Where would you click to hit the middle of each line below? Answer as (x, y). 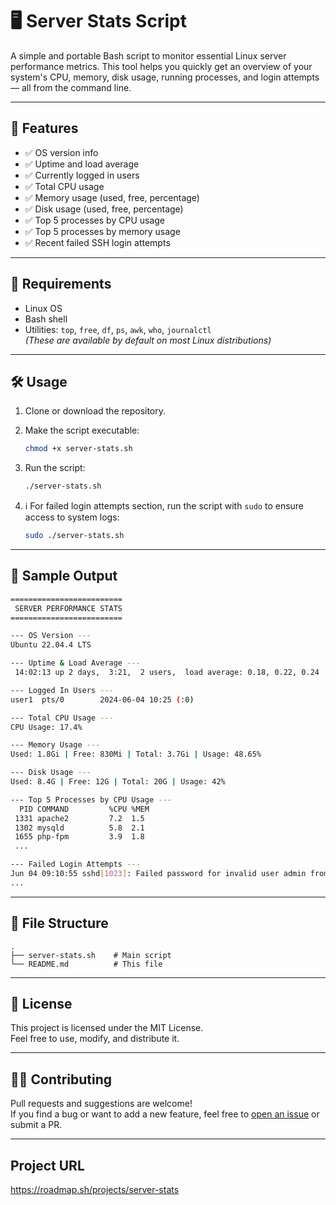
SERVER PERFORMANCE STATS (68, 608)
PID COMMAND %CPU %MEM (84, 809)
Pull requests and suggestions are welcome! (101, 1104)
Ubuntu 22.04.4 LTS (51, 645)
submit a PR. (36, 1125)
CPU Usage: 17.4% (46, 727)
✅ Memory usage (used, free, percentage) (112, 197)
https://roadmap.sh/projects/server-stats (95, 1190)
